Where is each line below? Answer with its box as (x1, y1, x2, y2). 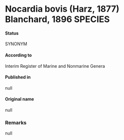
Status (5, 30, 19, 36)
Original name (5, 96, 34, 102)
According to (5, 52, 32, 58)
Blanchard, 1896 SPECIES (5, 14, 110, 25)
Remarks (5, 119, 27, 126)
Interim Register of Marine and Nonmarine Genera (5, 63, 106, 69)
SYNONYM (5, 41, 28, 47)
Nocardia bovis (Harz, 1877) (5, 3, 120, 15)
